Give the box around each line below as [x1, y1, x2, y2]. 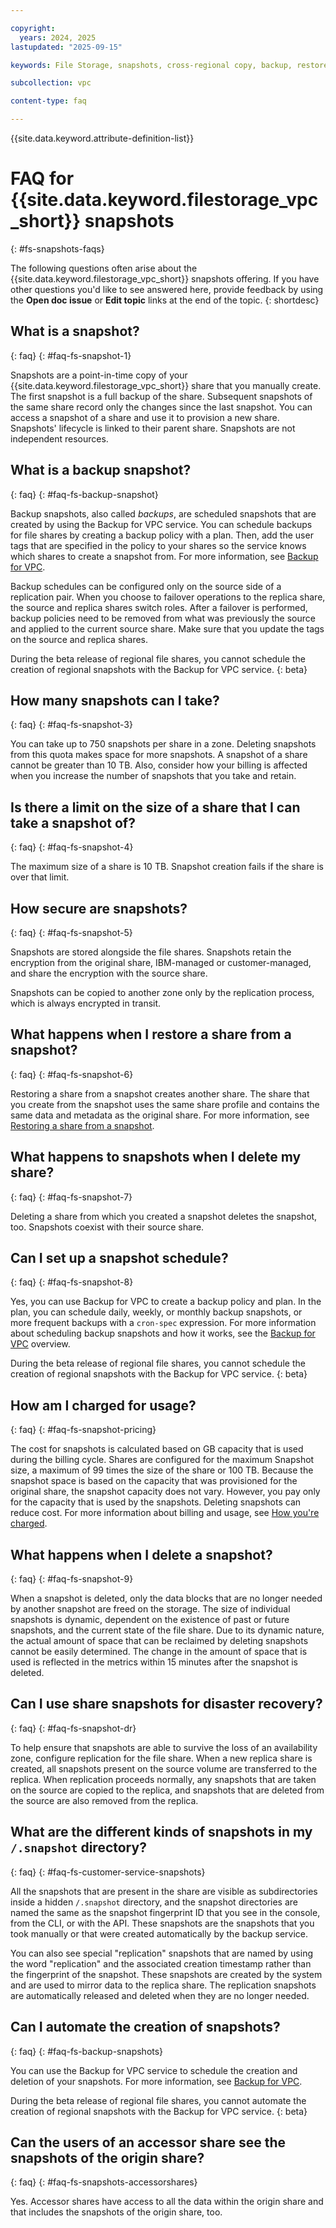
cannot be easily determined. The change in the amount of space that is [10, 1646, 308, 1658]
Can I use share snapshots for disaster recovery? [10, 1696, 323, 1713]
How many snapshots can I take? [10, 692, 220, 709]
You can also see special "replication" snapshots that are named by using [10, 1947, 313, 1959]
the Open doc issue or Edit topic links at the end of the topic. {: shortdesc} [10, 294, 320, 306]
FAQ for [10, 167, 75, 190]
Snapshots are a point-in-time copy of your [10, 369, 188, 381]
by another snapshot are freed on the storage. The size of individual [10, 1603, 291, 1615]
